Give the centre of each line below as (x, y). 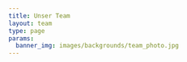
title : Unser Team (39, 16)
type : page (27, 31)
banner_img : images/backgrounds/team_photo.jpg (98, 46)
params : (21, 38)
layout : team (30, 23)
